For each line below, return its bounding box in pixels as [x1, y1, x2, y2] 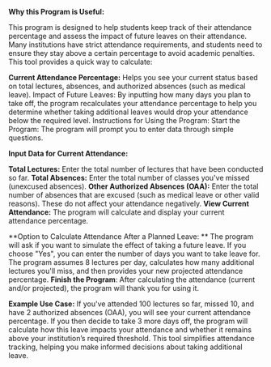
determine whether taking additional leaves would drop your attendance [8, 107, 248, 117]
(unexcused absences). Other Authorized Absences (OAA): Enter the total [8, 181, 259, 191]
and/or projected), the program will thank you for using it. [8, 284, 200, 292]
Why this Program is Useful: [8, 7, 105, 16]
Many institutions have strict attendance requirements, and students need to [8, 40, 263, 49]
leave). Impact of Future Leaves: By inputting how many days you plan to [8, 90, 251, 100]
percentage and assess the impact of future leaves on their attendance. [8, 32, 248, 41]
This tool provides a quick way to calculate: [8, 57, 153, 66]
